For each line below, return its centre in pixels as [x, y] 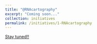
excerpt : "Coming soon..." [32, 14]
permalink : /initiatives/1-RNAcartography [48, 23]
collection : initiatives [30, 18]
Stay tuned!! [17, 37]
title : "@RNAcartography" [31, 9]
